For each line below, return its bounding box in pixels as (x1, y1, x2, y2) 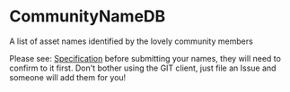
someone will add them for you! (9, 71, 127, 82)
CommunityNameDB (9, 6, 166, 27)
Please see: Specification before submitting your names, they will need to (9, 53, 281, 63)
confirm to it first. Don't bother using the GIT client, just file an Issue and (9, 63, 277, 73)
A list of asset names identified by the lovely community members (9, 36, 253, 46)
